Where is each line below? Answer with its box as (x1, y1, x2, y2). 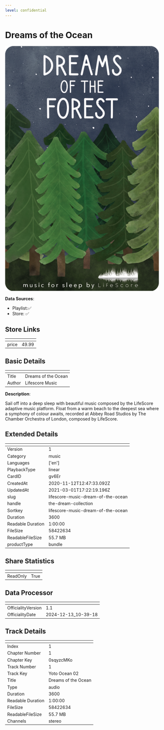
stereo (48, 718, 62, 724)
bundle (48, 541, 62, 547)
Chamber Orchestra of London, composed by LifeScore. (5, 416, 118, 422)
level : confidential (5, 8, 47, 13)
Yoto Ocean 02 (48, 670, 79, 676)
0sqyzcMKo (48, 657, 73, 663)
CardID (7, 474, 21, 480)
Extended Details (5, 430, 59, 438)
